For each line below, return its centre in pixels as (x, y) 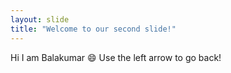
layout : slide (40, 19)
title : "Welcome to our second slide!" (93, 29)
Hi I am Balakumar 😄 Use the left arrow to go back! (116, 57)
